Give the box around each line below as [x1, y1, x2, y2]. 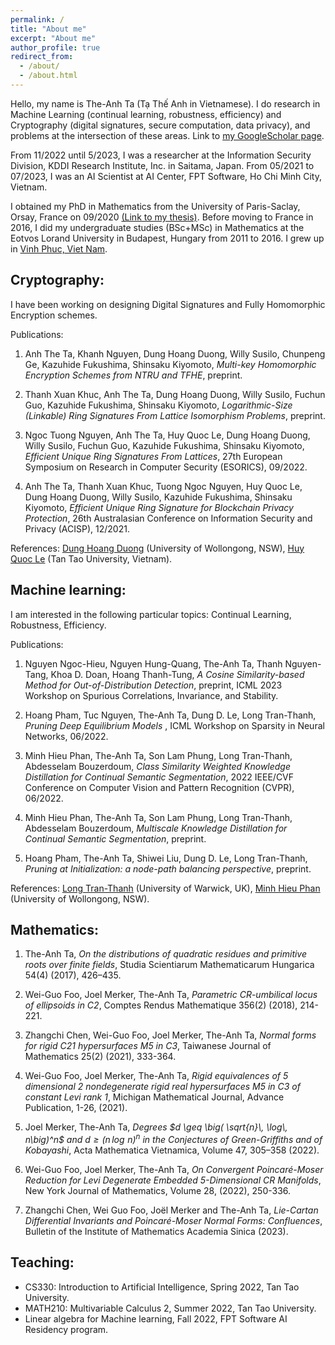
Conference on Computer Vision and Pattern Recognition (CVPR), [24, 781, 295, 793]
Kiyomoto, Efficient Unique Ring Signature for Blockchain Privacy [24, 501, 294, 513]
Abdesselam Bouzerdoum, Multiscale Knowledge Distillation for [24, 822, 288, 834]
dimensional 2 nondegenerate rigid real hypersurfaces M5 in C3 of [24, 1081, 301, 1093]
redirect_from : [10, 52, 74, 62]
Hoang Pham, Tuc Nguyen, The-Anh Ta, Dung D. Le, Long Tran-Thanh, [24, 709, 317, 721]
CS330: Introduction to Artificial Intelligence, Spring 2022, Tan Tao [24, 1281, 300, 1293]
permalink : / [10, 14, 65, 25]
